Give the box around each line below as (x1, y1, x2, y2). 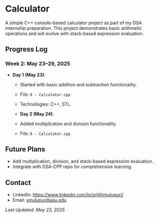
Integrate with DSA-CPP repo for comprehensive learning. (12, 163, 132, 170)
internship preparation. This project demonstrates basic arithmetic (5, 25, 142, 31)
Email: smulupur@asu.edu (12, 197, 67, 203)
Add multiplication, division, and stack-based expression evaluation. (12, 158, 153, 165)
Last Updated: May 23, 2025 (5, 207, 65, 213)
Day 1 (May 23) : (12, 72, 46, 78)
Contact (5, 178, 31, 187)
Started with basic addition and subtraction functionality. (20, 81, 137, 87)
